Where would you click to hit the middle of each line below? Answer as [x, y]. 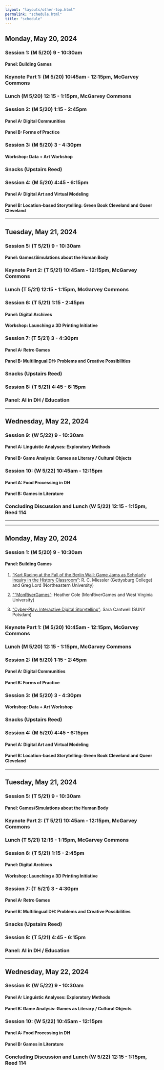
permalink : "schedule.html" [34, 14]
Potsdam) [22, 614]
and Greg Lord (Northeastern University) [53, 585]
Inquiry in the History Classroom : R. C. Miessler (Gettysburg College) [82, 580]
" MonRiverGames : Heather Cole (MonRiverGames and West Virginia [82, 595]
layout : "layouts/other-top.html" [40, 10]
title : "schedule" [24, 19]
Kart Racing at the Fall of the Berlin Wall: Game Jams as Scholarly [80, 574]
